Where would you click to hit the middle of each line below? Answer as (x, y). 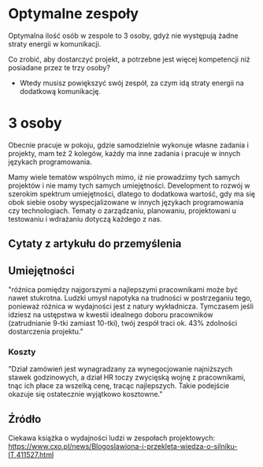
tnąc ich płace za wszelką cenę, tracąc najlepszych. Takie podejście (119, 386)
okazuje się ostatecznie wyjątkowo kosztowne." (85, 394)
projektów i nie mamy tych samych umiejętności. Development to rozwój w (129, 185)
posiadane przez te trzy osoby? (59, 67)
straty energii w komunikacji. (55, 43)
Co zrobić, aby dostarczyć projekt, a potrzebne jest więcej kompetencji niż (129, 59)
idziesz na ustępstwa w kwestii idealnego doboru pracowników (111, 315)
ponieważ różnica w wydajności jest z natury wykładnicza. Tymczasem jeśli (131, 306)
